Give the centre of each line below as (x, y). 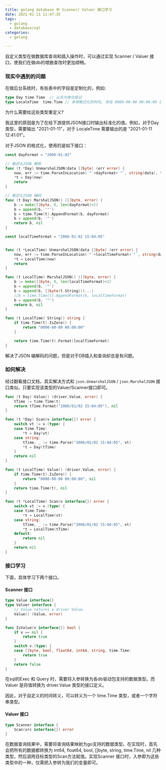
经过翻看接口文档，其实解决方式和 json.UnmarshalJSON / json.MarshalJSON (80, 381)
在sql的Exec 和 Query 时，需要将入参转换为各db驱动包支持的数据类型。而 (80, 679)
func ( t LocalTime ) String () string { (45, 318)
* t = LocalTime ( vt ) (43, 515)
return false (27, 664)
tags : (11, 19)
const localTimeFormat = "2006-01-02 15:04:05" (55, 237)
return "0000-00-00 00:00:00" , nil (60, 479)
